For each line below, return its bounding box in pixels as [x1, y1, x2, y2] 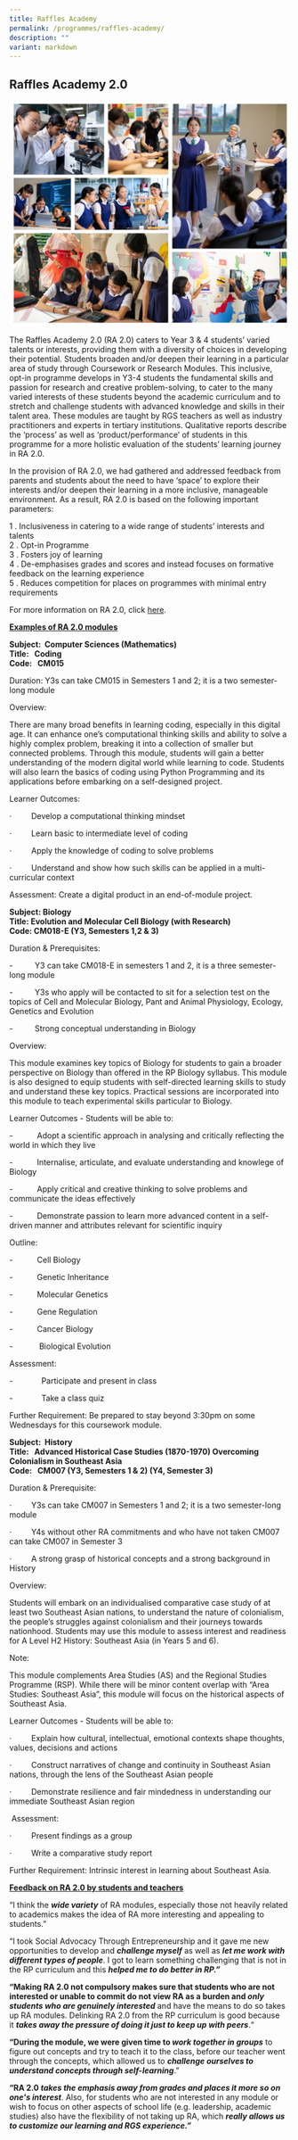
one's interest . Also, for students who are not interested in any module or [9, 2092, 278, 2103]
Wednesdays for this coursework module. [9, 1419, 163, 1431]
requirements [9, 587, 59, 598]
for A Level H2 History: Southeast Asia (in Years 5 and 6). [9, 1635, 220, 1646]
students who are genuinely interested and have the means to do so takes [9, 2001, 286, 2012]
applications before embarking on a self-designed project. [9, 776, 222, 787]
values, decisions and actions [9, 1742, 118, 1753]
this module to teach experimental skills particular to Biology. [9, 1095, 233, 1106]
